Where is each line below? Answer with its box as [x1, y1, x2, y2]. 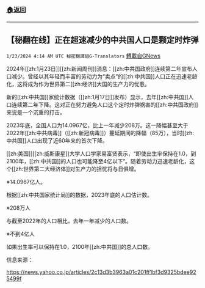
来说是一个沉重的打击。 [6, 109, 65, 116]
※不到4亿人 [6, 231, 35, 238]
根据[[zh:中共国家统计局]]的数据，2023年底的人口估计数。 [6, 191, 153, 199]
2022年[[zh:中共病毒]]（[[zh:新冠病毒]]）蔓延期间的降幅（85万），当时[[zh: [6, 130, 194, 137]
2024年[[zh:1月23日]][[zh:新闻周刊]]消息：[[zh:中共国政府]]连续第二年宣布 [6, 65, 193, 73]
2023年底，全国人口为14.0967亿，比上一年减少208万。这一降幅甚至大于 [6, 122, 189, 129]
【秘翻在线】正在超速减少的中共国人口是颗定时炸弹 [6, 35, 199, 45]
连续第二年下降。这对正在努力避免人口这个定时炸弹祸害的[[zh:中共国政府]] [11, 101, 198, 108]
